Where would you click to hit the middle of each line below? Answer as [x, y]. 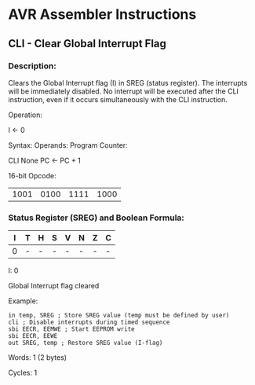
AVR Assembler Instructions [102, 15]
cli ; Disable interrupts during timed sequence [89, 323]
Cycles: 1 [23, 373]
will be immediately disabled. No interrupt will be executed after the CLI [124, 91]
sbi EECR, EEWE [33, 336]
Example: [23, 301]
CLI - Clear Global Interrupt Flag [87, 44]
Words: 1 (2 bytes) [38, 357]
